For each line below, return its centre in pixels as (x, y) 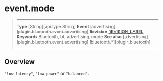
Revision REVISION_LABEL (116, 32)
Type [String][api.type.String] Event (53, 26)
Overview (20, 62)
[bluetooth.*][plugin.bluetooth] (120, 42)
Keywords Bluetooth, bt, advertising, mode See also (69, 36)
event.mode (29, 8)
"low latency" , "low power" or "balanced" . (47, 73)
